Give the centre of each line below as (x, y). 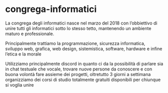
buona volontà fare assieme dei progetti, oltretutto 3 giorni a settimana (78, 74)
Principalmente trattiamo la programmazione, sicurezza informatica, (75, 43)
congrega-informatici (51, 9)
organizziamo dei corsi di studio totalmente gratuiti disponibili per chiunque (83, 79)
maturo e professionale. (30, 33)
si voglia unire (20, 85)
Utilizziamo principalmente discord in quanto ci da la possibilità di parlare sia (84, 63)
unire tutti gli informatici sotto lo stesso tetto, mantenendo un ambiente (78, 28)
